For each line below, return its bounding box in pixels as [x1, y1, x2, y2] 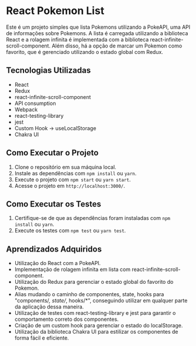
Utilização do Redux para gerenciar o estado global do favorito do [14, 279, 174, 286]
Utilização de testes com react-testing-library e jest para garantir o [14, 310, 176, 317]
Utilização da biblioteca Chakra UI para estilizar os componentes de [14, 328, 178, 335]
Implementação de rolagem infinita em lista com [14, 266, 130, 273]
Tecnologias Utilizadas [6, 66, 91, 76]
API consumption [14, 100, 56, 107]
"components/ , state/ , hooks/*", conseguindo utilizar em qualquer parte [14, 297, 188, 304]
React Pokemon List [6, 4, 105, 18]
